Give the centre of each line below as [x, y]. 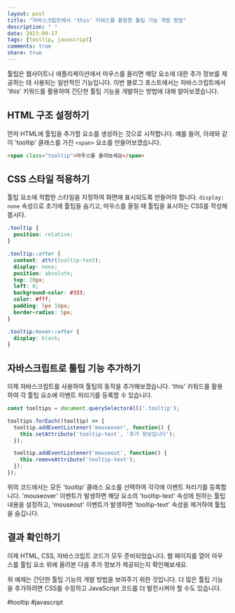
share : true [24, 53]
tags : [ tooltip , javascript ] [50, 40]
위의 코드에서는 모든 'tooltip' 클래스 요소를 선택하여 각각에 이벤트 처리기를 [108, 487]
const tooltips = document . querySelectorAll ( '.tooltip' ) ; [93, 408]
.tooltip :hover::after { [43, 331]
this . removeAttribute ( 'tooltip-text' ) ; [78, 460]
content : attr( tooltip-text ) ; [57, 260]
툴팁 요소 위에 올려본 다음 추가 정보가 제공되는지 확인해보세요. [104, 564]
